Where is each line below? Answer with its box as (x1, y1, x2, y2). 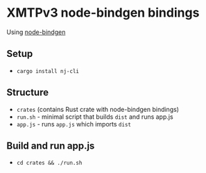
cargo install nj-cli (16, 67, 79, 74)
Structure (6, 87, 49, 99)
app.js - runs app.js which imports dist (16, 120, 131, 128)
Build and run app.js (6, 140, 95, 151)
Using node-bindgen (6, 28, 66, 36)
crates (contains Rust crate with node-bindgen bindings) (16, 105, 180, 113)
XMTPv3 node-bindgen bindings (6, 5, 200, 21)
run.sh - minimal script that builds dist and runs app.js (16, 113, 174, 121)
